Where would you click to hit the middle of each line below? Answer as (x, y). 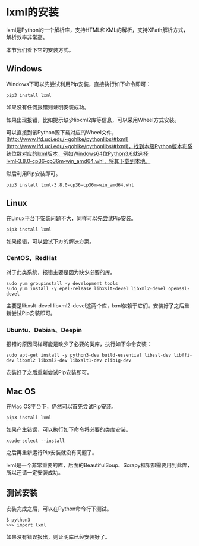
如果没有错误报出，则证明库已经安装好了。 (58, 536)
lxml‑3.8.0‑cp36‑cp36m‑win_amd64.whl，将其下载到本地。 (78, 161)
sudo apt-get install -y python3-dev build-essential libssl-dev (89, 355)
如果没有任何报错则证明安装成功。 (48, 107)
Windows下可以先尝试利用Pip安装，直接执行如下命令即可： (79, 84)
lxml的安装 (32, 12)
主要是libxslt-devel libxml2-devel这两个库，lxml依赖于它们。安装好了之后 (95, 305)
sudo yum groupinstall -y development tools (62, 283)
